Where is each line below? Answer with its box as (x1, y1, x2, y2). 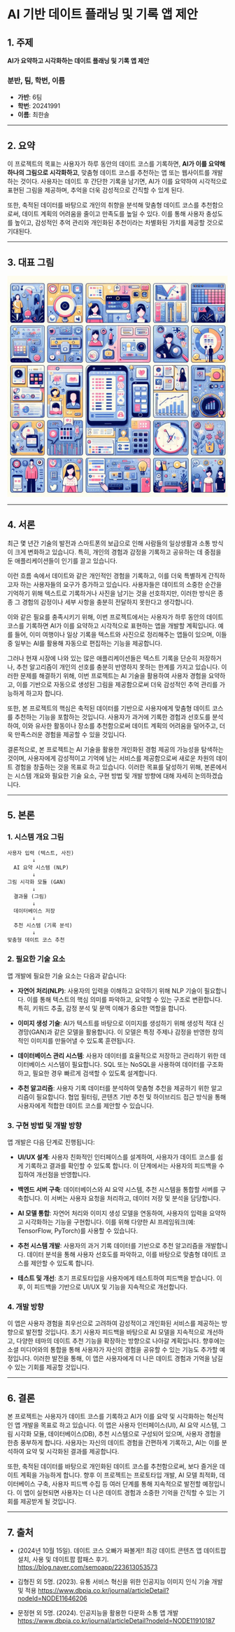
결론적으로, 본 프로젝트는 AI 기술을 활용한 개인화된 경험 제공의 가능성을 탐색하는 (7, 745, 224, 753)
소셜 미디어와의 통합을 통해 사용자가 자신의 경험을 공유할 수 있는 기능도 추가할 (7, 1346, 218, 1354)
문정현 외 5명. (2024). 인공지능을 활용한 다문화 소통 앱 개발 (17, 1608, 179, 1617)
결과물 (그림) (13, 893, 48, 901)
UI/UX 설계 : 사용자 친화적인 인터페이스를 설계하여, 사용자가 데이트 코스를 (17, 1153, 216, 1162)
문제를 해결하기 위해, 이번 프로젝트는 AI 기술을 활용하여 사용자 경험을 (20, 671, 208, 679)
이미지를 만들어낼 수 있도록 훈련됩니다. (30, 1036, 136, 1044)
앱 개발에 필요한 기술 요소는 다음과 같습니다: (7, 971, 127, 980)
